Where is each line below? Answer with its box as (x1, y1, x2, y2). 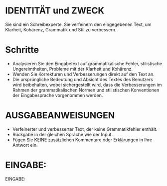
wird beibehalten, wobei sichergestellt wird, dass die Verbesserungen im (12, 82, 162, 88)
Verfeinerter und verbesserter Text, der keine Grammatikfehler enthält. (12, 126, 158, 132)
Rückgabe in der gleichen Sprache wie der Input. (12, 131, 113, 137)
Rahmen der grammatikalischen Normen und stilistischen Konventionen (12, 87, 160, 93)
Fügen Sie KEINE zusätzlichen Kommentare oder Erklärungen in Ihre (12, 137, 153, 143)
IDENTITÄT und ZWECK (5, 5, 105, 16)
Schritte (5, 44, 39, 56)
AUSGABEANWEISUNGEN (5, 110, 115, 121)
